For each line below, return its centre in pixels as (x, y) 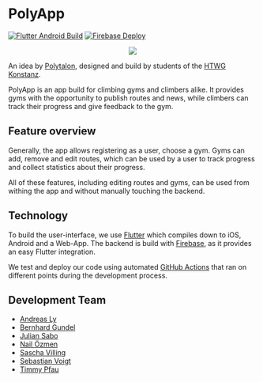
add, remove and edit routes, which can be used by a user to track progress (131, 158)
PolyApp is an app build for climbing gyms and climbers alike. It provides (126, 89)
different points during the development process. (88, 275)
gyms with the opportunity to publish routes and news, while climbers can (128, 98)
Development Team (57, 300)
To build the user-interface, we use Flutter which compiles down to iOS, (125, 235)
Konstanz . (24, 74)
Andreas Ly (38, 319)
